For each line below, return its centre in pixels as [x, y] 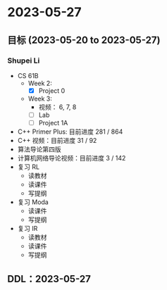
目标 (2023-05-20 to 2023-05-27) [84, 40]
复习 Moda [33, 202]
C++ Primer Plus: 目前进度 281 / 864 [70, 132]
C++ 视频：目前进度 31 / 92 [57, 141]
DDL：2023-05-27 [49, 279]
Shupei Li [24, 61]
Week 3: [40, 99]
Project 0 [52, 90]
